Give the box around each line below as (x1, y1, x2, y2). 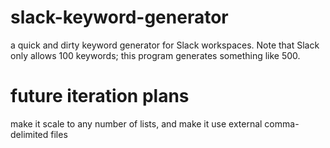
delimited (10, 128, 49, 140)
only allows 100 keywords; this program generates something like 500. (10, 49, 301, 61)
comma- (264, 117, 300, 130)
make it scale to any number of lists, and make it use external (10, 117, 263, 130)
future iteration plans (10, 85, 190, 108)
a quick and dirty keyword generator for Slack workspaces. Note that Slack (10, 39, 320, 51)
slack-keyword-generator (10, 6, 229, 29)
